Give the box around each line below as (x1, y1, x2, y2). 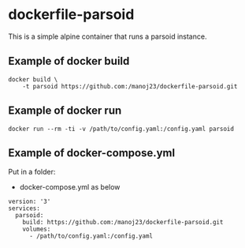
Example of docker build (8, 54, 130, 68)
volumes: (22, 225, 51, 234)
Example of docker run (8, 104, 122, 118)
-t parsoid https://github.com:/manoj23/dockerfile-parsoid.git (22, 82, 238, 90)
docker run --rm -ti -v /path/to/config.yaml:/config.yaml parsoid (8, 125, 235, 133)
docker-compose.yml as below (19, 182, 121, 192)
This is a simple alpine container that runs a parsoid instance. (8, 32, 207, 41)
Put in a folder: (8, 167, 56, 177)
